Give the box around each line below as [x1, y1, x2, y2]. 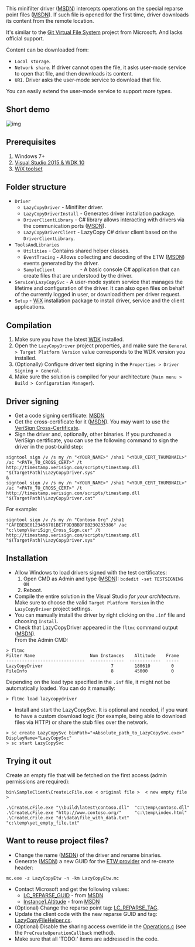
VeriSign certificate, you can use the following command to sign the [14, 437, 179, 444]
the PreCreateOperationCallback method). [14, 929, 116, 936]
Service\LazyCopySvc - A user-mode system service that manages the [14, 278, 183, 286]
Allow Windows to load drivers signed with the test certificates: [14, 569, 167, 576]
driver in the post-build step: [14, 443, 84, 450]
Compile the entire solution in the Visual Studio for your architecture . [14, 593, 180, 600]
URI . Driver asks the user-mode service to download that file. [14, 76, 162, 83]
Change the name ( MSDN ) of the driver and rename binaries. [14, 852, 162, 859]
